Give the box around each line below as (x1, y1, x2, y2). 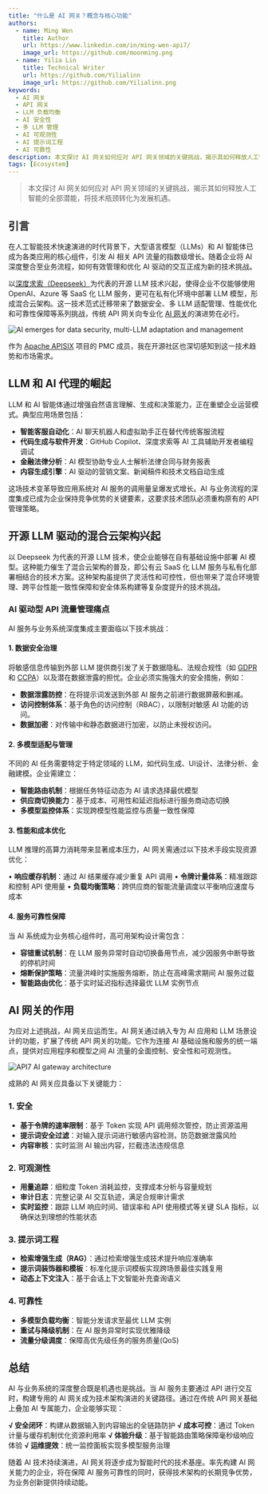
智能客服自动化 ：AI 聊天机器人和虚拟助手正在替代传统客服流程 (19, 426, 225, 436)
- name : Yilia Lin (15, 57, 77, 65)
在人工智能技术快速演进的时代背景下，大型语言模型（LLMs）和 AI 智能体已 (8, 242, 254, 251)
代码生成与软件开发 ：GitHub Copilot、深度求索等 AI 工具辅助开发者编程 (19, 437, 254, 446)
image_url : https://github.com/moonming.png (22, 49, 173, 57)
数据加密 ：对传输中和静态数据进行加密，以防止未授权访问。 (19, 720, 216, 729)
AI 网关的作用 (8, 1004, 74, 1017)
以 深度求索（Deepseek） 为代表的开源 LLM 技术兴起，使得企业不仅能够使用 (8, 278, 255, 288)
